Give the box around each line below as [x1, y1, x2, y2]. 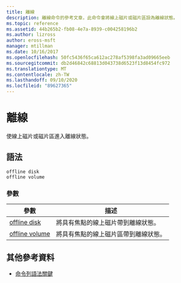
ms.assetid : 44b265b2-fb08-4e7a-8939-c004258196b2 [6, 26, 138, 32]
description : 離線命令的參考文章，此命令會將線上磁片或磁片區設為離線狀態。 [6, 15, 178, 21]
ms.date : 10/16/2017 [6, 49, 59, 55]
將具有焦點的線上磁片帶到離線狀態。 [55, 218, 160, 227]
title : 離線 [6, 9, 35, 15]
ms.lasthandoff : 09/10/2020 [6, 77, 78, 83]
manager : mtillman [6, 43, 53, 50]
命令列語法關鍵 [15, 270, 53, 277]
